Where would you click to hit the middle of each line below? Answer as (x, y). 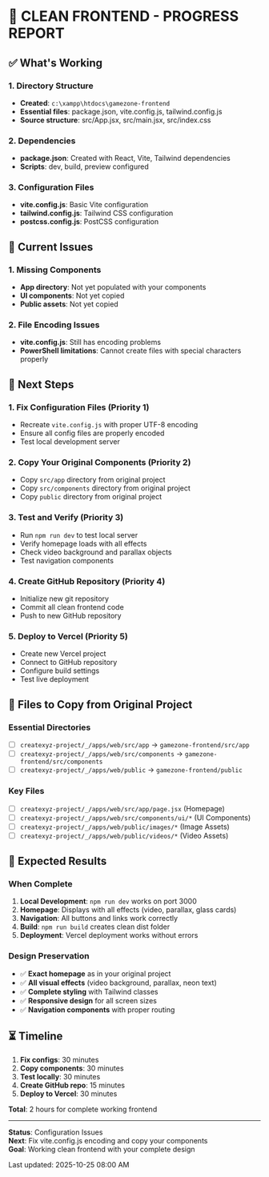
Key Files (26, 791)
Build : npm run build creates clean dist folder (95, 927)
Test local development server (70, 442)
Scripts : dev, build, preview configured (84, 166)
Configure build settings (60, 671)
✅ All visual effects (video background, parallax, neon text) (118, 983)
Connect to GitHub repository (68, 663)
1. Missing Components (55, 270)
